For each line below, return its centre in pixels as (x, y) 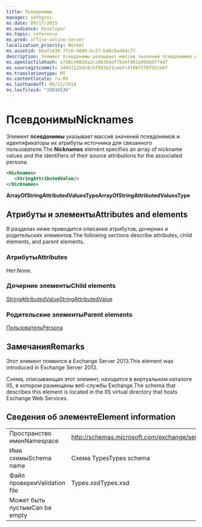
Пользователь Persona (35, 327)
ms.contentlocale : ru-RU (37, 79)
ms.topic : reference (32, 34)
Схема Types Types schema (111, 458)
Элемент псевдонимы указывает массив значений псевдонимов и (93, 136)
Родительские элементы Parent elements (69, 314)
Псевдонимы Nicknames (70, 120)
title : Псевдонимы (29, 12)
